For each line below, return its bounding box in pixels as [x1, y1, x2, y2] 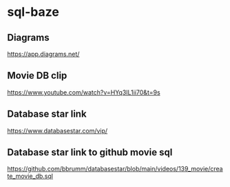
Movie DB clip [7, 70, 67, 81]
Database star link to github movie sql [7, 146, 173, 159]
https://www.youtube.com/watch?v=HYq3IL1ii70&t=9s [7, 88, 160, 97]
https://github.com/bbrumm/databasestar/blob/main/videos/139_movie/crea [7, 165, 223, 173]
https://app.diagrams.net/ [7, 50, 80, 58]
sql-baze [7, 4, 60, 20]
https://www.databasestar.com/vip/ [7, 126, 108, 135]
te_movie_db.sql [7, 172, 54, 180]
